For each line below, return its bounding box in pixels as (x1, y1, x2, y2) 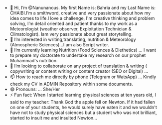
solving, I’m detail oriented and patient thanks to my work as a (9, 20, 138, 26)
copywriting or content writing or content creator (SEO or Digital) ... (9, 68, 149, 74)
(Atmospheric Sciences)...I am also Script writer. (9, 42, 110, 47)
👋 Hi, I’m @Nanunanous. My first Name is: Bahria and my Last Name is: (9, 5, 156, 10)
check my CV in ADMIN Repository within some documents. (9, 81, 133, 87)
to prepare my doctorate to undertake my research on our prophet (9, 52, 146, 58)
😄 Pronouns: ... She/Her (9, 86, 60, 92)
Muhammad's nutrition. (9, 58, 58, 63)
